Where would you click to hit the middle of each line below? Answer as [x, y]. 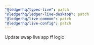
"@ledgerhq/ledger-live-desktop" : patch [47, 14]
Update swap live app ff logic [35, 37]
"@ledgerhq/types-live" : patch [37, 10]
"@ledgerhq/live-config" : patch [38, 23]
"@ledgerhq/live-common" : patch [38, 19]
